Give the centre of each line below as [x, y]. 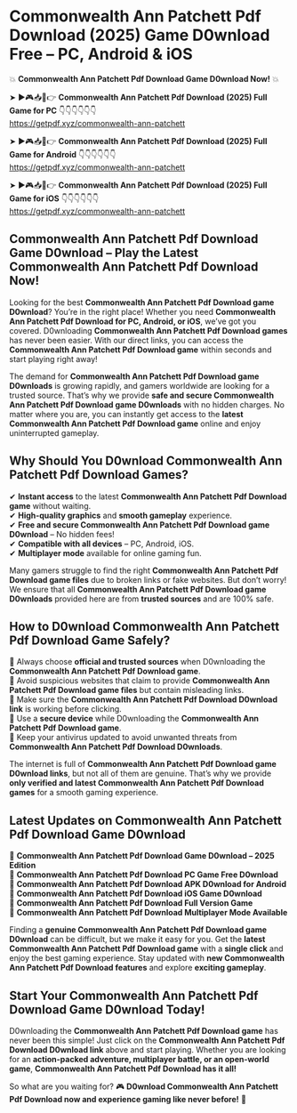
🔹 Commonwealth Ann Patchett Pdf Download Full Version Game [131, 903]
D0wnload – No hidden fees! [62, 534]
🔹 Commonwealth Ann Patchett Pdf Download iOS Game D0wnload [136, 894]
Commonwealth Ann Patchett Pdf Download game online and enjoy [135, 423]
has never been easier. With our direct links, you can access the [126, 340]
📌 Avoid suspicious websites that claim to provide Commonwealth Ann [140, 681]
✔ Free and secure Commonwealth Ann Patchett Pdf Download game [139, 524]
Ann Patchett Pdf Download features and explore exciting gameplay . [138, 968]
